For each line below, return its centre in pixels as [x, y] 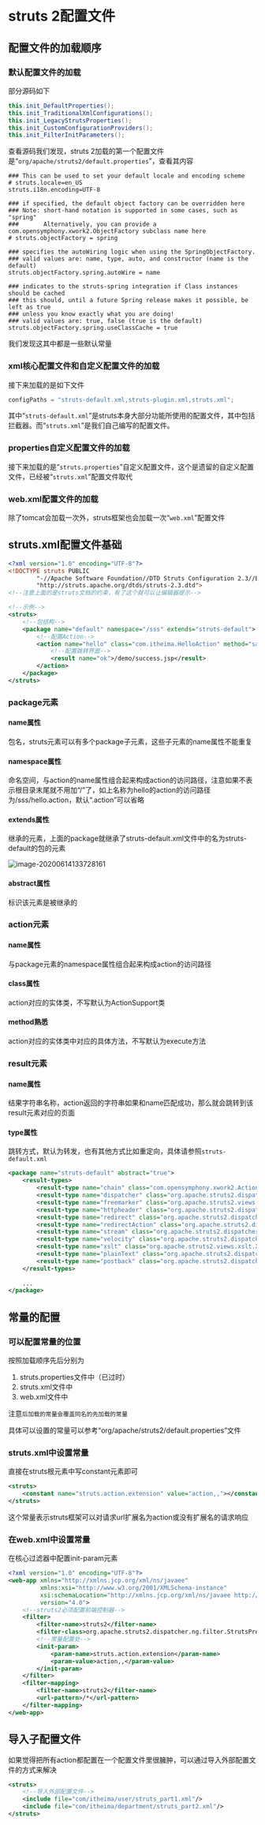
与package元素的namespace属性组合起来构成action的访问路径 [110, 964]
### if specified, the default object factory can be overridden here [127, 204]
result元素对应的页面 [42, 1113]
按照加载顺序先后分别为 [46, 1360]
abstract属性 [29, 883]
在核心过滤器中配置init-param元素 [63, 1558]
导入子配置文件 [45, 1739]
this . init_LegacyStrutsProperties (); [70, 120]
